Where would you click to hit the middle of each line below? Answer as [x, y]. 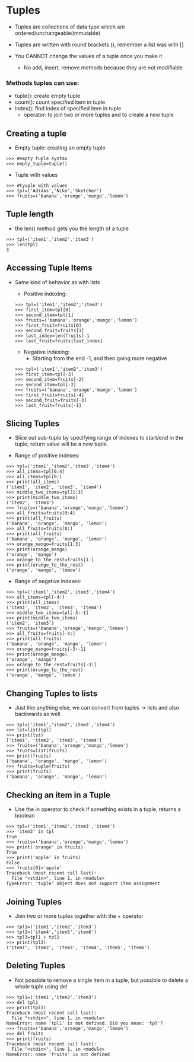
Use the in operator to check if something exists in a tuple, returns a [98, 809]
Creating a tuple [36, 133]
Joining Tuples [34, 902]
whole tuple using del [41, 986]
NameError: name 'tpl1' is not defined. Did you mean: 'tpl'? [85, 1023]
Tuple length [30, 214]
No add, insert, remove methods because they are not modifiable [103, 67]
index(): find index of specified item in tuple [68, 109]
